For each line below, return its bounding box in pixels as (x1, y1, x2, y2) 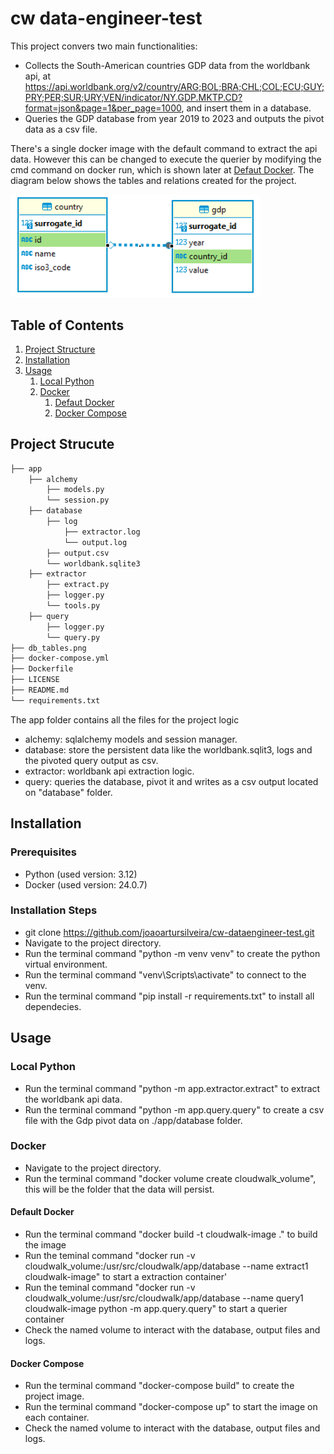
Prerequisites (10, 845, 77, 859)
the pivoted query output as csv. (24, 754, 159, 766)
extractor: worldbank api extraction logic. (24, 765, 195, 777)
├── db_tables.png (10, 643, 87, 653)
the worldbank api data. (24, 1093, 123, 1105)
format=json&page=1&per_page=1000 (24, 102, 182, 114)
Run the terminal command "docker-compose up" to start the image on (24, 1401, 318, 1413)
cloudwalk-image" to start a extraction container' (24, 1271, 228, 1283)
